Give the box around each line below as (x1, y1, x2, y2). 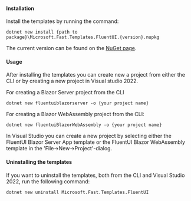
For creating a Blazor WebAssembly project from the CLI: (6, 111, 144, 118)
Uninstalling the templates (6, 159, 73, 165)
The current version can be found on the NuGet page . (6, 45, 137, 52)
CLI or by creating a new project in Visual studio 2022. (6, 77, 139, 85)
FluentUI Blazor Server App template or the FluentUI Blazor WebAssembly (6, 139, 186, 146)
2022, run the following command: (6, 177, 90, 185)
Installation (6, 5, 34, 12)
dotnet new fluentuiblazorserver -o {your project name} (6, 100, 149, 106)
